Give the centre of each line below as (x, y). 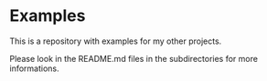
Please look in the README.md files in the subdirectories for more (134, 58)
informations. (34, 68)
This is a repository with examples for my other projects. (116, 41)
